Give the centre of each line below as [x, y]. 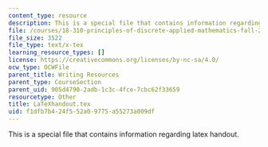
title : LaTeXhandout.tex [49, 104]
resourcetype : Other [43, 97]
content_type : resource [48, 15]
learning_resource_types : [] [57, 52]
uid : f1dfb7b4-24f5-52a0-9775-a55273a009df [82, 112]
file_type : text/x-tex [46, 45]
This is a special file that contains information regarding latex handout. [124, 134]
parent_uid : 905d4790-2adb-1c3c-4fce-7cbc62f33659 [94, 89]
